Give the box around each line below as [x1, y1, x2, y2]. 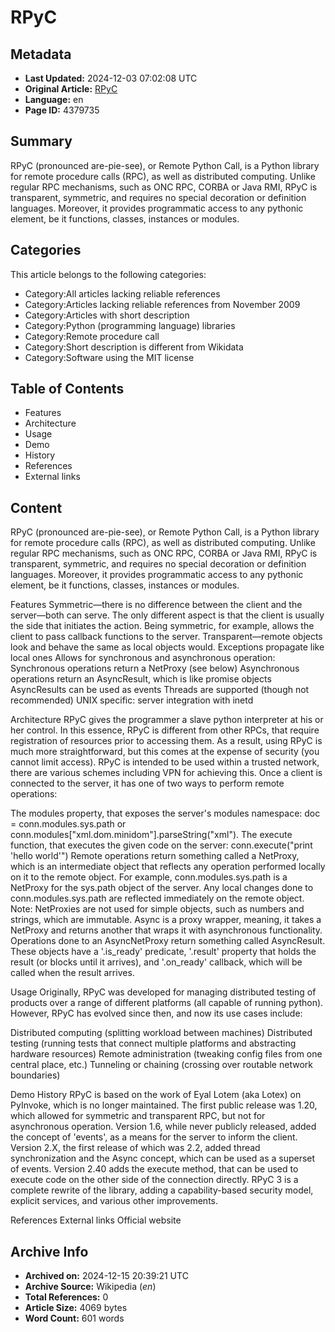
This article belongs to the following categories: [10, 268, 207, 280]
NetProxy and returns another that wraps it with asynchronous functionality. [10, 924, 323, 936]
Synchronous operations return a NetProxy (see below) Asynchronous [10, 662, 300, 675]
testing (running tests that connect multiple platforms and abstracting [10, 1037, 297, 1050]
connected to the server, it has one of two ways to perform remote [10, 777, 285, 790]
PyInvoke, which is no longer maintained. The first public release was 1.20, [10, 1099, 318, 1111]
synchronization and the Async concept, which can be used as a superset [10, 1152, 316, 1165]
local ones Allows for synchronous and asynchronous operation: [10, 652, 276, 664]
